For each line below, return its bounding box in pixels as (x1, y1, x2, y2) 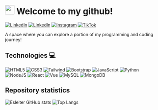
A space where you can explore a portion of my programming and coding (5, 31, 154, 37)
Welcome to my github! (16, 6, 113, 17)
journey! (5, 37, 22, 43)
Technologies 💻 (5, 51, 56, 60)
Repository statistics (5, 86, 70, 95)
